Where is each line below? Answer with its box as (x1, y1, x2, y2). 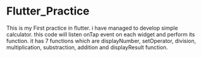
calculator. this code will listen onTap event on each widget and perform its (6, 30, 195, 38)
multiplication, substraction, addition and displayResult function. (6, 44, 168, 51)
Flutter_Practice (6, 4, 90, 18)
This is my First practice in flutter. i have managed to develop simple (6, 24, 179, 32)
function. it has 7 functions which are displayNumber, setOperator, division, (6, 37, 196, 44)
